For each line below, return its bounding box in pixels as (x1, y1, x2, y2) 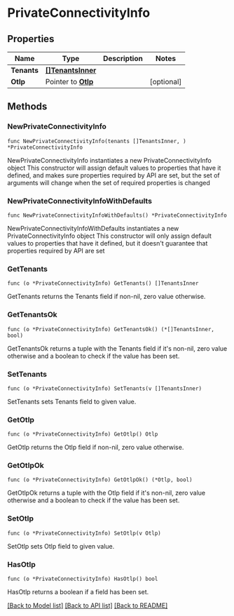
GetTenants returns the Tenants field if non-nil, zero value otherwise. (7, 293, 206, 301)
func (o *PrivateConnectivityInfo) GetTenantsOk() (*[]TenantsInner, (7, 326, 215, 333)
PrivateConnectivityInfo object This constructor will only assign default (7, 232, 212, 240)
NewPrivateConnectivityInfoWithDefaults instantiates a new (7, 224, 179, 232)
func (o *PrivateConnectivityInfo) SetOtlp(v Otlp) (7, 530, 161, 537)
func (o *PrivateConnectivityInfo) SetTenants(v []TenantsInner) (7, 384, 202, 392)
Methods (7, 100, 48, 113)
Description (102, 54, 144, 63)
